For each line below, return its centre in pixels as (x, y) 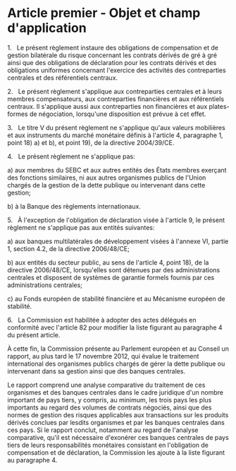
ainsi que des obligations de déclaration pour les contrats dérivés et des (112, 62)
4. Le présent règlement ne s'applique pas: (71, 156)
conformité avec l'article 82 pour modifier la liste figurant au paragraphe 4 (115, 327)
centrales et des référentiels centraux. (63, 77)
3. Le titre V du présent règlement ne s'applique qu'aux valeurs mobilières (116, 127)
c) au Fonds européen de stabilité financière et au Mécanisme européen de (116, 298)
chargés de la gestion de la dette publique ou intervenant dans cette (106, 185)
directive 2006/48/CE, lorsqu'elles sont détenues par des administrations (114, 269)
